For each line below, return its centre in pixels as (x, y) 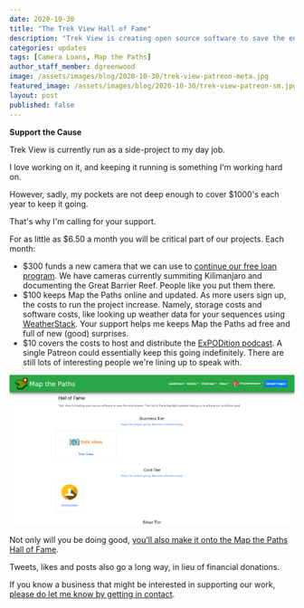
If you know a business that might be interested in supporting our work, (142, 584)
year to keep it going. (49, 204)
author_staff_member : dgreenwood (72, 67)
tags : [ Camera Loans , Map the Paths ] (81, 57)
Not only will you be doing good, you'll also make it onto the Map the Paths (148, 539)
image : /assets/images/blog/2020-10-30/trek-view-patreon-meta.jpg (139, 77)
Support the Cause (46, 132)
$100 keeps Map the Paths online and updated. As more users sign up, (154, 295)
